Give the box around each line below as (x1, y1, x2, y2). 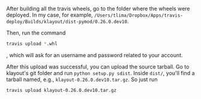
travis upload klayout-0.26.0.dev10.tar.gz (6, 87, 117, 93)
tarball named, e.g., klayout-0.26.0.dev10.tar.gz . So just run (6, 76, 158, 83)
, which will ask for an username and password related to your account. (6, 51, 183, 58)
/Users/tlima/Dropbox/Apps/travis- (94, 13, 183, 18)
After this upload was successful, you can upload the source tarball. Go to (6, 63, 190, 70)
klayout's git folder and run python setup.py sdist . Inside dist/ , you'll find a (6, 69, 195, 76)
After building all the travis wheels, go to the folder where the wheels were (6, 5, 190, 12)
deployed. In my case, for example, (6, 11, 93, 18)
